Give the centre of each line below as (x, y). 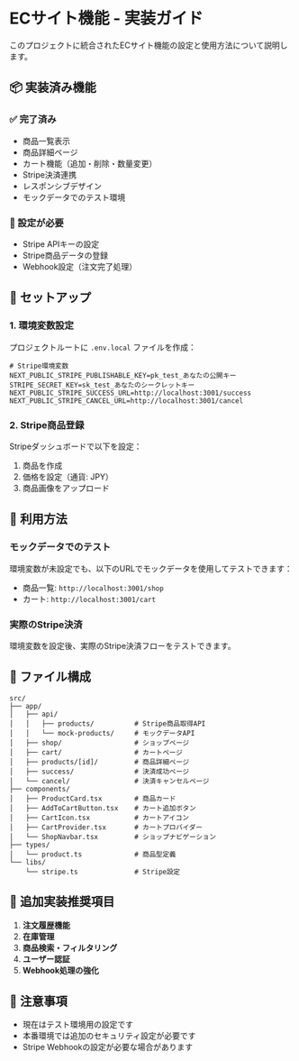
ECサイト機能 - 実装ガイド (107, 18)
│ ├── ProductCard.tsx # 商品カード (93, 799)
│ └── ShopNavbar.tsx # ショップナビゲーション (113, 837)
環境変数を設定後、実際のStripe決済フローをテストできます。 (122, 645)
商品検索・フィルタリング (70, 947)
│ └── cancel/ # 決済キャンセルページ (109, 781)
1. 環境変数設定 (42, 325)
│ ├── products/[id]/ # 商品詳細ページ (100, 762)
